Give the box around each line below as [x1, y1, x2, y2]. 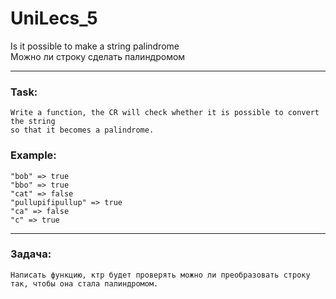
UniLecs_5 [10, 7, 98, 30]
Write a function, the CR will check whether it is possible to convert [10, 108, 320, 118]
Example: [10, 148, 57, 162]
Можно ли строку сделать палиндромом [10, 50, 186, 62]
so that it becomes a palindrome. [10, 125, 155, 136]
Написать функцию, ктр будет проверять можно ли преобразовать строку [10, 270, 311, 280]
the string [10, 117, 56, 127]
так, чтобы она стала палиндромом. [10, 278, 159, 289]
